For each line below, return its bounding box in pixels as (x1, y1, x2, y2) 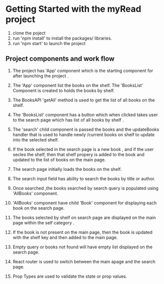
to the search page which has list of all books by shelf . (12, 117, 124, 123)
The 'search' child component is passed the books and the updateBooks (12, 126, 160, 132)
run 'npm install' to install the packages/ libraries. (12, 35, 112, 41)
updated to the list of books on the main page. (12, 157, 106, 163)
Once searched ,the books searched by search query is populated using (12, 185, 159, 191)
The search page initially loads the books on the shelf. (12, 166, 122, 172)
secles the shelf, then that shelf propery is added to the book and (12, 151, 145, 157)
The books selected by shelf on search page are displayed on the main (12, 214, 156, 220)
